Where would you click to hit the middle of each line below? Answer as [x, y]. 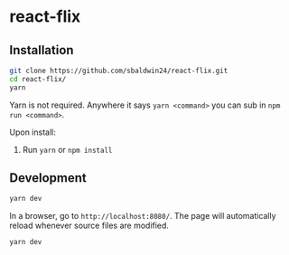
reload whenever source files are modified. [89, 226]
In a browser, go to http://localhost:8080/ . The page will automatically [143, 216]
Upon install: [33, 132]
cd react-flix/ [38, 79]
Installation [42, 50]
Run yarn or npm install [67, 149]
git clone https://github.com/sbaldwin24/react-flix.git [119, 71]
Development [48, 178]
